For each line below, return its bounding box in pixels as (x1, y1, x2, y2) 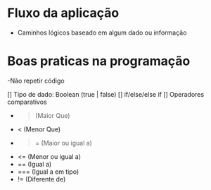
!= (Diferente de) (17, 174, 66, 183)
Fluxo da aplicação (7, 5, 120, 21)
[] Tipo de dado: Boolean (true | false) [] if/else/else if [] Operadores (7, 90, 205, 98)
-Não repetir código (7, 76, 65, 85)
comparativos (7, 97, 47, 106)
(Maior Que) (34, 111, 70, 119)
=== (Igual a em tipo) (17, 167, 79, 176)
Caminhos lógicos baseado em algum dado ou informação (17, 28, 187, 37)
